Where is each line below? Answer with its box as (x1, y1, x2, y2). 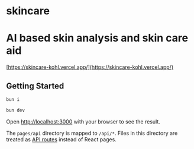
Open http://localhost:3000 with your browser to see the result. (6, 118, 161, 125)
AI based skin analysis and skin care (6, 31, 188, 45)
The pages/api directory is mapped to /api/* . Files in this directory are (6, 129, 178, 137)
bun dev (6, 107, 25, 113)
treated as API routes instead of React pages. (6, 135, 117, 143)
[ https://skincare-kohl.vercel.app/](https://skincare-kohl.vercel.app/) (6, 64, 174, 71)
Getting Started (6, 81, 64, 91)
